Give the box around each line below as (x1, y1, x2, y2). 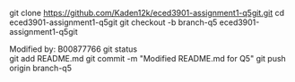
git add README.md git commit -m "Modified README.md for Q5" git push (9, 53, 287, 63)
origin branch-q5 (9, 62, 72, 73)
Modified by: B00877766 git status (9, 44, 137, 54)
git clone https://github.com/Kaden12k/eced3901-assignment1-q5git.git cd (9, 8, 285, 18)
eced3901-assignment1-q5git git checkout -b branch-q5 (9, 17, 218, 28)
